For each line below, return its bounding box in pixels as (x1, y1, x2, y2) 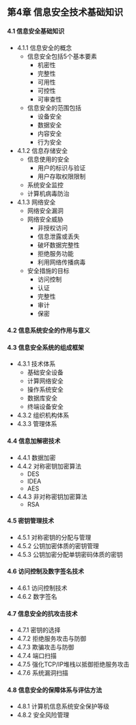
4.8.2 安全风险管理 (16, 711, 70, 719)
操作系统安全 (27, 385, 64, 394)
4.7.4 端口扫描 (16, 652, 57, 660)
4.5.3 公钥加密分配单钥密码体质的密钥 (16, 550, 123, 558)
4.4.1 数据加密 (16, 453, 56, 462)
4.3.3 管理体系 (16, 420, 57, 428)
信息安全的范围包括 (27, 104, 82, 112)
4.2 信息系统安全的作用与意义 (7, 326, 90, 335)
